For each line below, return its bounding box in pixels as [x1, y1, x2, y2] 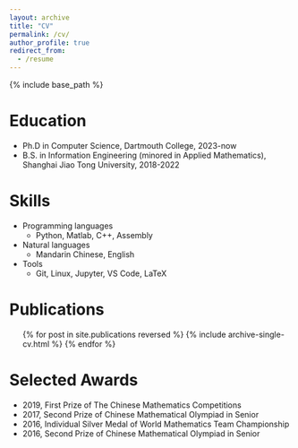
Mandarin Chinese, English [35, 248, 135, 260]
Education [9, 111, 87, 131]
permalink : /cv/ [9, 30, 70, 39]
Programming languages [21, 220, 114, 231]
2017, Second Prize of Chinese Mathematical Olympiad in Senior [21, 409, 260, 419]
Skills [9, 191, 51, 211]
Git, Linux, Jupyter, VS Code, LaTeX [35, 268, 167, 279]
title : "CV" [9, 22, 54, 30]
